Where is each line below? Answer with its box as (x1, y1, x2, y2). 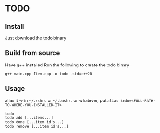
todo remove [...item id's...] (5, 124, 69, 129)
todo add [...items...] (5, 115, 53, 120)
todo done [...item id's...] (5, 119, 64, 124)
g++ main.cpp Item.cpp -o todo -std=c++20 (5, 71, 92, 76)
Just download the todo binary (5, 35, 67, 41)
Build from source (5, 49, 60, 57)
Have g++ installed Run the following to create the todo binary (5, 62, 130, 68)
